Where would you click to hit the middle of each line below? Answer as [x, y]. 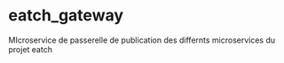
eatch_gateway [66, 16]
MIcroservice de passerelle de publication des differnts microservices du [142, 40]
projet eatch [30, 49]
